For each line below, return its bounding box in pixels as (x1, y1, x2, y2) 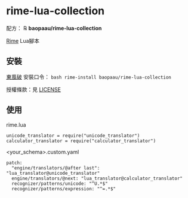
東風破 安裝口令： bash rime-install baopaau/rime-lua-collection (6, 73, 172, 80)
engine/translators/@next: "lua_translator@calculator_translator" (11, 175, 183, 181)
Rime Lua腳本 (6, 37, 40, 44)
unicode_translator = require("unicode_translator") (6, 133, 140, 139)
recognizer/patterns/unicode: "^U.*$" (11, 180, 109, 187)
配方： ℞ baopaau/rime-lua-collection (6, 24, 102, 32)
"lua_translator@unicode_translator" (6, 170, 100, 176)
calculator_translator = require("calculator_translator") (6, 138, 156, 144)
